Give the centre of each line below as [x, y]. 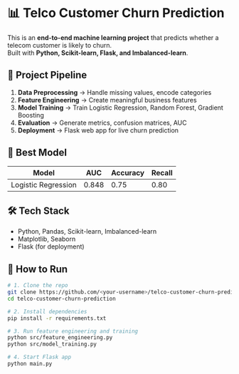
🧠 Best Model [37, 153]
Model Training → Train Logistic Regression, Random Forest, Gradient [121, 108]
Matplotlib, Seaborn [47, 239]
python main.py [30, 364]
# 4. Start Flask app [39, 357]
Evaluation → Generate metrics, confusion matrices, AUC [102, 123]
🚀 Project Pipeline [47, 75]
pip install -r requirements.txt [57, 318]
